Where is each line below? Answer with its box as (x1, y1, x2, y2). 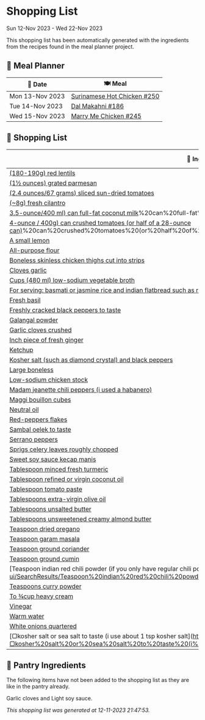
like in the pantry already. (6, 683, 70, 690)
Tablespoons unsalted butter (9, 504, 92, 513)
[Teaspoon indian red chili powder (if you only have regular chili (9, 564, 192, 573)
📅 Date (27, 80, 48, 89)
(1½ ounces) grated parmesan (9, 179, 98, 187)
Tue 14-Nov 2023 (9, 102, 63, 110)
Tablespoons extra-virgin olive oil (9, 495, 106, 503)
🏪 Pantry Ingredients (6, 660, 87, 670)
